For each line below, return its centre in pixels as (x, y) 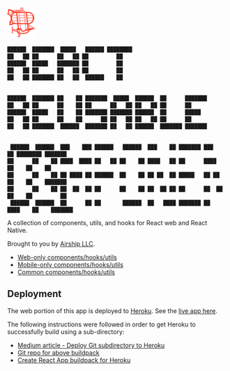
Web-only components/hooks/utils (67, 257)
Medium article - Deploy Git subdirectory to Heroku (91, 345)
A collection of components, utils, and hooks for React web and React (107, 223)
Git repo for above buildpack (58, 352)
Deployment (34, 294)
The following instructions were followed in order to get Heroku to (102, 324)
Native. (17, 230)
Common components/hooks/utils (66, 272)
